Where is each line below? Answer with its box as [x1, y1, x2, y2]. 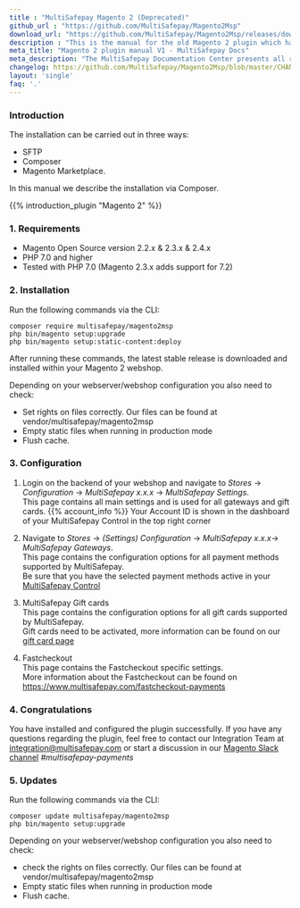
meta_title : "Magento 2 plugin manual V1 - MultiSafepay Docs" [9, 46, 250, 55]
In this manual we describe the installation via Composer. [9, 182, 219, 193]
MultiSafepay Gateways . [21, 542, 113, 553]
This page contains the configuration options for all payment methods [21, 551, 279, 562]
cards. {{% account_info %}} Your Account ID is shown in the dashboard [21, 505, 290, 516]
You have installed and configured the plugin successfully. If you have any [9, 724, 283, 735]
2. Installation [9, 284, 70, 296]
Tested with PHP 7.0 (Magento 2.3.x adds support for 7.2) [21, 262, 234, 272]
